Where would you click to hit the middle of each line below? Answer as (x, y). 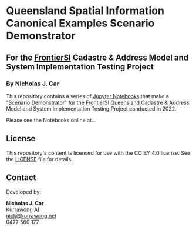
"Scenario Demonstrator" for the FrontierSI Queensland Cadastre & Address (98, 102)
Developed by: (23, 192)
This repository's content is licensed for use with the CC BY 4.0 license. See (98, 153)
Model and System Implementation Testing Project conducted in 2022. (92, 109)
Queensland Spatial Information (85, 11)
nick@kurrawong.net (31, 215)
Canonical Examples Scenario (80, 23)
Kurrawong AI (23, 209)
